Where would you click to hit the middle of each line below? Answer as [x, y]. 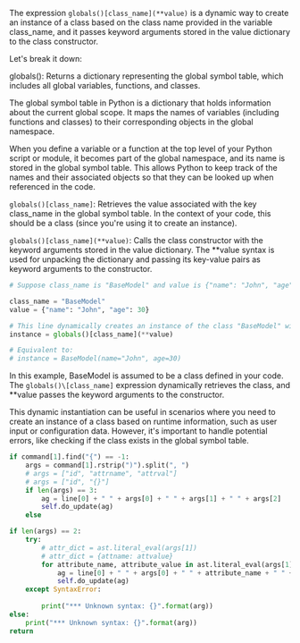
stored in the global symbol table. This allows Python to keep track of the [144, 168]
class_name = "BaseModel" [57, 301]
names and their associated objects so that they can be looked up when [142, 177]
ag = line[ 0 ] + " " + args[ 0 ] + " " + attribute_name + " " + [175, 573]
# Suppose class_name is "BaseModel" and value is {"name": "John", [139, 285]
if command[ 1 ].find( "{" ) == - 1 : [69, 457]
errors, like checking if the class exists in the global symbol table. [129, 441]
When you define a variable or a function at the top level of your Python [141, 148]
